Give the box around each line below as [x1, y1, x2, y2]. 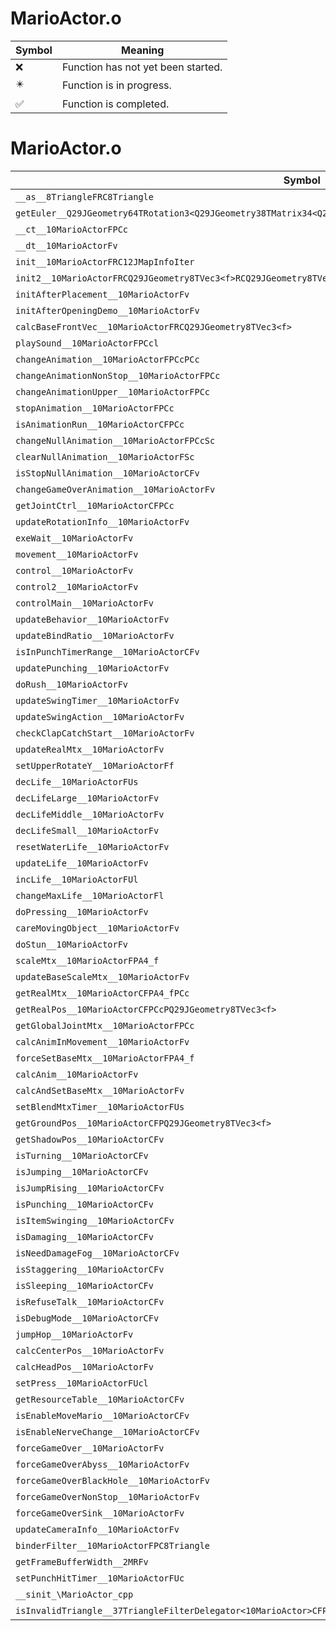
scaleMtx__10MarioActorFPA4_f [15, 955, 160, 966]
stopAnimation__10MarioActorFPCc [15, 402, 175, 414]
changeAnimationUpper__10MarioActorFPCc [15, 386, 210, 397]
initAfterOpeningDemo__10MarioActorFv [15, 305, 200, 316]
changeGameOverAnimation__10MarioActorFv [15, 483, 216, 495]
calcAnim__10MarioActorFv [15, 1068, 139, 1080]
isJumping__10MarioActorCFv [15, 1166, 149, 1177]
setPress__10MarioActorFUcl [15, 1377, 149, 1389]
